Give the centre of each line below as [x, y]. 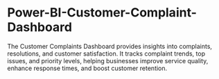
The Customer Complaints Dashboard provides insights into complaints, [110, 46]
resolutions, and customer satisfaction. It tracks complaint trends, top [106, 54]
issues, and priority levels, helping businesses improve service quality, [108, 60]
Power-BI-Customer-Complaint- [102, 13]
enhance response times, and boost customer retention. [87, 68]
